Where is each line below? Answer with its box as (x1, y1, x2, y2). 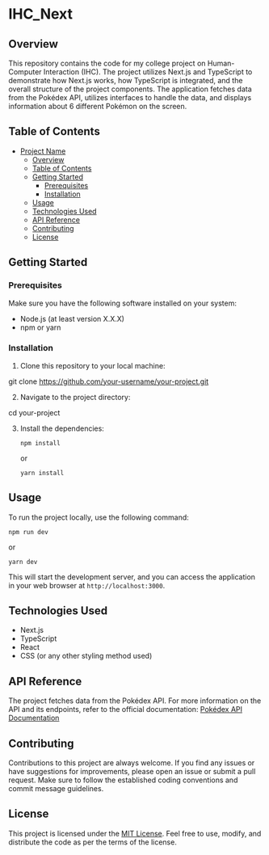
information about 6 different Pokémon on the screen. (8, 102, 187, 111)
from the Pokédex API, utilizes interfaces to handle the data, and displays (8, 93, 252, 102)
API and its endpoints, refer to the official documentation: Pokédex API (8, 705, 243, 714)
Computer (8, 67, 42, 77)
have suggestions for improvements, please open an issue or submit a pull (8, 767, 256, 777)
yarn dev (8, 558, 38, 566)
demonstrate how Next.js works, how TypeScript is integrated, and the (8, 76, 243, 85)
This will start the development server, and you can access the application (8, 571, 256, 582)
